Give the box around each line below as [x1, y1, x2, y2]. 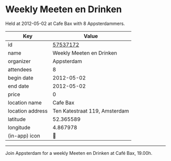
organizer [8, 58, 31, 65]
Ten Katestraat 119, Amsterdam [52, 107, 129, 114]
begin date [8, 74, 34, 81]
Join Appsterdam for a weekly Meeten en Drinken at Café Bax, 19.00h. [5, 150, 153, 156]
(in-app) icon [8, 132, 41, 139]
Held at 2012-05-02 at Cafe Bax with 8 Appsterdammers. [5, 20, 125, 26]
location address [8, 107, 48, 114]
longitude [8, 124, 31, 131]
